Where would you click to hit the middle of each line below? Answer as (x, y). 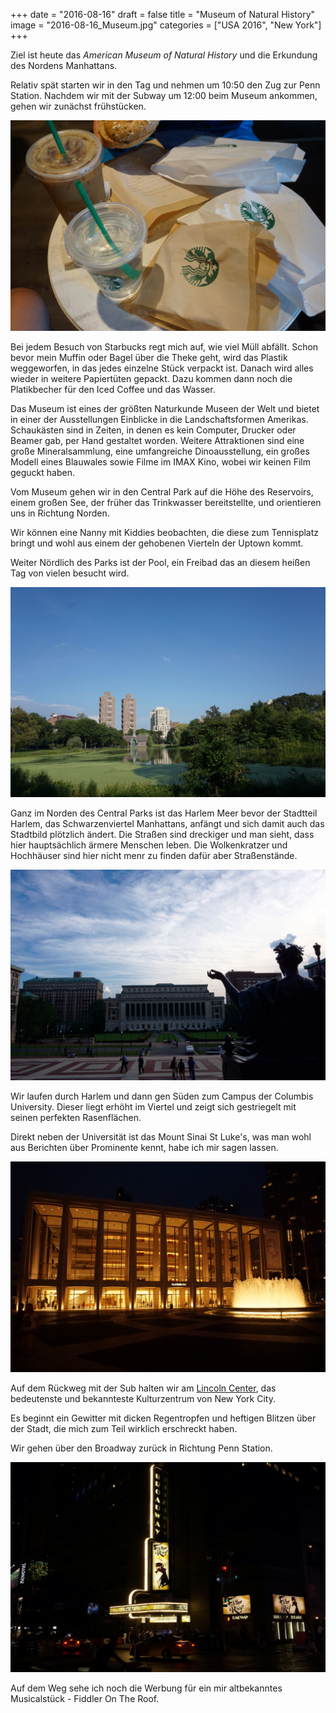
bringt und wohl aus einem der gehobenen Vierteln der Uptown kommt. (157, 543)
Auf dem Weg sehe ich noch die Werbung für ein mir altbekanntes (146, 1688)
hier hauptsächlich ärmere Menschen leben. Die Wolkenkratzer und (149, 845)
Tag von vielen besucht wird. (70, 573)
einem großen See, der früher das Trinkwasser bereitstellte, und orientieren (166, 502)
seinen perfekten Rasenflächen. (76, 1117)
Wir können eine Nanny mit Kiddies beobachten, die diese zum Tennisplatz (165, 532)
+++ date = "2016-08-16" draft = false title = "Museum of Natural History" (163, 14)
